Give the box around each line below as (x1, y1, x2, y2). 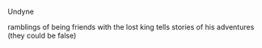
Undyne (7, 7, 34, 16)
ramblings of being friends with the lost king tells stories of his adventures (7, 22, 255, 31)
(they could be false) (7, 31, 77, 40)
